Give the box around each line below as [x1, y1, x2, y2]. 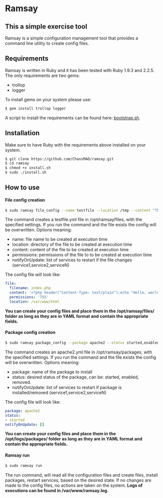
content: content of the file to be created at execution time [12, 247, 129, 253]
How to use [5, 184, 40, 192]
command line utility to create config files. [5, 40, 89, 46]
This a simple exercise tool [5, 22, 87, 31]
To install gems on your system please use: [5, 96, 91, 102]
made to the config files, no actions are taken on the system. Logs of [5, 482, 143, 488]
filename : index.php [9, 286, 51, 291]
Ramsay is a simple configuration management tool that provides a [5, 35, 138, 41]
